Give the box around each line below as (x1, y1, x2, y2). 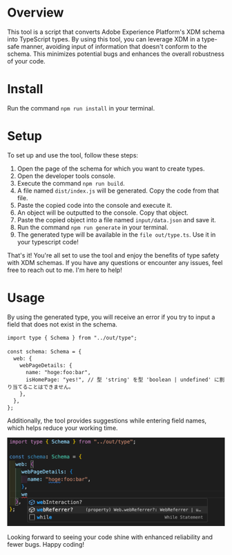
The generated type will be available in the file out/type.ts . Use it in (17, 230, 216, 239)
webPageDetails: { (19, 362, 72, 369)
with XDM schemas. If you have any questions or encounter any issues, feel (7, 258, 223, 266)
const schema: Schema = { (7, 348, 81, 355)
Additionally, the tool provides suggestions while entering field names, (7, 416, 207, 425)
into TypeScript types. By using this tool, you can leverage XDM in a (7, 35, 200, 43)
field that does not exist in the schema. (7, 320, 117, 329)
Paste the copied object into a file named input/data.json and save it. (17, 215, 216, 224)
